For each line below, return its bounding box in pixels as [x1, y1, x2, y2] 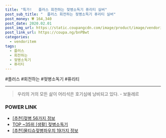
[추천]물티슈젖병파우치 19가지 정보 [12, 128, 79, 134]
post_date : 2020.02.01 [5, 21, 52, 26]
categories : [5, 35, 30, 40]
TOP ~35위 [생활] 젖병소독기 [12, 121, 68, 128]
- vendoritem [9, 39, 37, 44]
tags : [5, 44, 16, 49]
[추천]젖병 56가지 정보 [12, 115, 55, 121]
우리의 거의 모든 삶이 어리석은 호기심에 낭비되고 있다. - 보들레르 [17, 91, 139, 97]
